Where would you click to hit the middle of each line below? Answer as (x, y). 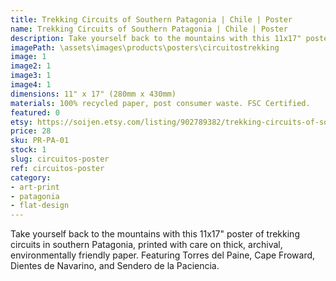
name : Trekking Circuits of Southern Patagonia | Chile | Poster (149, 29)
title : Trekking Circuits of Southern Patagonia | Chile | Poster (151, 19)
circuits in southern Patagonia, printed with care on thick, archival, (146, 245)
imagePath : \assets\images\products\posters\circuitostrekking (145, 47)
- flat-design (40, 206)
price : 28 (31, 131)
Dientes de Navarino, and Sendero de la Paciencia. (115, 266)
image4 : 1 (31, 85)
